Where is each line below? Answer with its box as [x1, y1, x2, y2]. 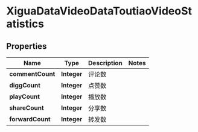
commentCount [9, 70, 56, 78]
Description [88, 59, 123, 67]
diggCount [9, 81, 41, 89]
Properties [6, 41, 47, 51]
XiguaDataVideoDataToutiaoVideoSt [6, 4, 192, 18]
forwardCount [9, 115, 51, 123]
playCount [9, 92, 40, 101]
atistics [6, 17, 44, 31]
